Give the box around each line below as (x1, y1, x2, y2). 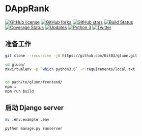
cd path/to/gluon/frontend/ (5, 80, 63, 85)
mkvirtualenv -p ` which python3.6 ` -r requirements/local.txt (5, 67, 135, 72)
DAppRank (5, 3, 50, 14)
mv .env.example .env (5, 117, 50, 122)
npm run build (5, 89, 34, 94)
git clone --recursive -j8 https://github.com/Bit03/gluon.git (5, 53, 138, 58)
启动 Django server (5, 104, 64, 112)
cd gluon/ (5, 62, 26, 67)
